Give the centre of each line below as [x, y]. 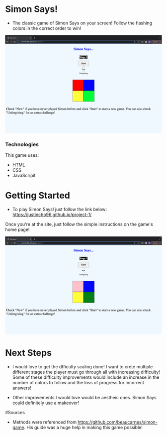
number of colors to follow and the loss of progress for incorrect [78, 383]
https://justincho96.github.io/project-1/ [52, 215]
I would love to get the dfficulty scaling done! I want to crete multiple [83, 367]
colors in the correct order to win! [47, 28]
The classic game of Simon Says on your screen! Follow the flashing [82, 23]
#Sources [15, 413]
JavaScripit [24, 176]
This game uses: [22, 155]
